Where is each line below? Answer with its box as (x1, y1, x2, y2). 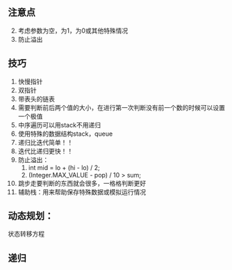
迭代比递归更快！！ (17, 147, 74, 155)
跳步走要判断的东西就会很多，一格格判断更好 (17, 179, 147, 187)
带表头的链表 (17, 95, 55, 103)
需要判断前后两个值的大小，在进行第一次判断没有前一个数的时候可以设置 (17, 103, 225, 111)
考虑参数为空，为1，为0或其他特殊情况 (17, 26, 129, 35)
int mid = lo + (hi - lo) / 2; (28, 163, 100, 172)
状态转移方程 (8, 230, 44, 238)
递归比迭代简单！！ (17, 138, 74, 146)
